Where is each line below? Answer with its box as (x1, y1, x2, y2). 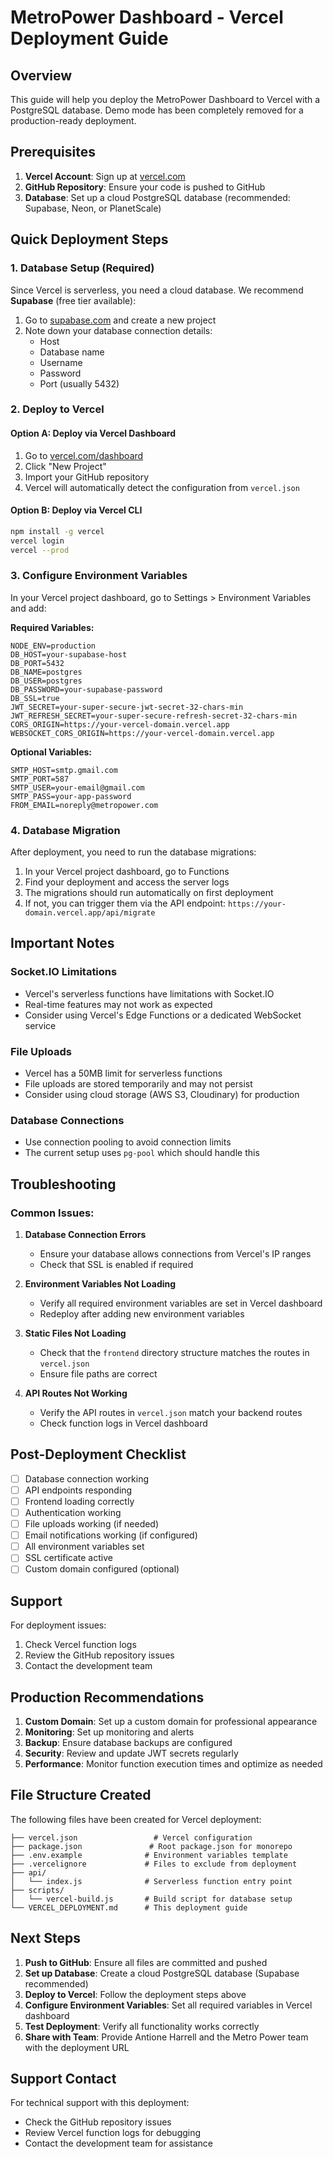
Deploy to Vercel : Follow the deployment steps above (24, 1988, 247, 2000)
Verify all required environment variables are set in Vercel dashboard (39, 1297, 323, 1310)
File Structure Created (10, 1787, 152, 1804)
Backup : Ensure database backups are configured (24, 1737, 233, 1749)
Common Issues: (10, 1206, 95, 1220)
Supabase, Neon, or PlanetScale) (24, 202, 162, 214)
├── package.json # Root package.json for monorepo (10, 1841, 293, 1851)
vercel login (10, 536, 65, 546)
